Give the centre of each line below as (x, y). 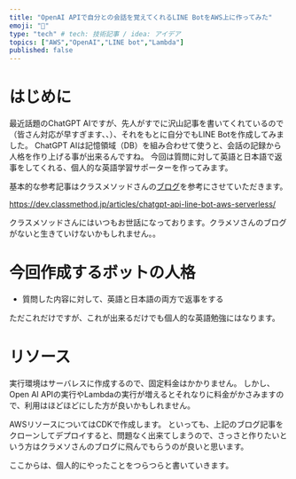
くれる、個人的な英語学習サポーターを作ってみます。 (136, 168)
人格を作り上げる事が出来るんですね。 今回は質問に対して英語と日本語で (142, 157)
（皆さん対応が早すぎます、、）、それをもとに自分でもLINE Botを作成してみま (147, 135)
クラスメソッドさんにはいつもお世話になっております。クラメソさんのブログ (148, 223)
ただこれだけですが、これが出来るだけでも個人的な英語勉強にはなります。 (145, 318)
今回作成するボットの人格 (103, 273)
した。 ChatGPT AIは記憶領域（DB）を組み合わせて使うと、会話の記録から (145, 145)
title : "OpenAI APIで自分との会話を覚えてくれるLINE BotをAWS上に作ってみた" (141, 17)
